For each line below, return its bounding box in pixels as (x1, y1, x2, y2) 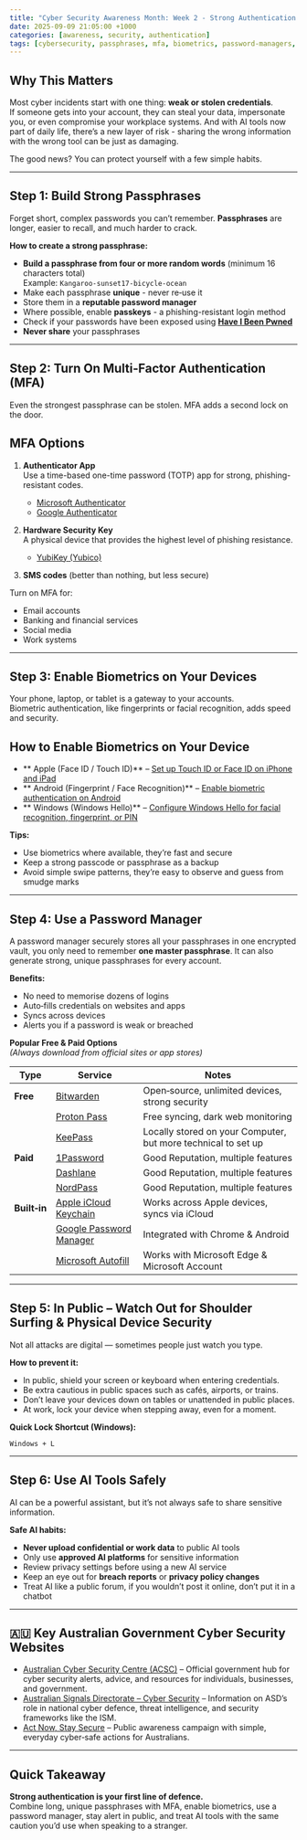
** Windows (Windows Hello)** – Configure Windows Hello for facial (22, 802, 281, 813)
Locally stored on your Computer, (143, 1125, 287, 1137)
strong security (143, 1095, 208, 1108)
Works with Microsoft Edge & (143, 1248, 268, 1261)
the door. (9, 408, 44, 420)
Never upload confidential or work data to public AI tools (22, 1541, 240, 1553)
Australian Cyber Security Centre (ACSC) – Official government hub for (22, 1664, 291, 1675)
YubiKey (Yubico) (36, 552, 102, 563)
